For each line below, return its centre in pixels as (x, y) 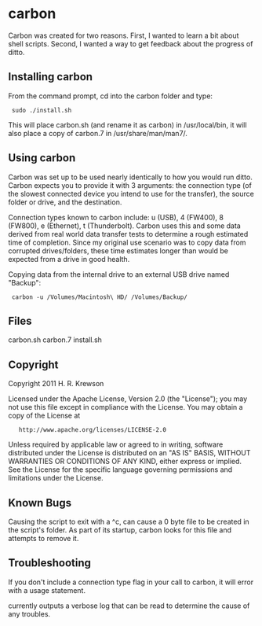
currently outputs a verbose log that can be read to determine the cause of (129, 606)
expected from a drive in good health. (69, 259)
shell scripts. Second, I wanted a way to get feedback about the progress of (131, 43)
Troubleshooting (50, 563)
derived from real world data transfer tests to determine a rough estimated (128, 234)
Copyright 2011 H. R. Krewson (56, 384)
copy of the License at (44, 416)
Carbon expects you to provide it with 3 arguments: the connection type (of (130, 185)
